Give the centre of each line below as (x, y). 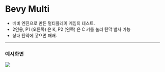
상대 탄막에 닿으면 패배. (35, 35)
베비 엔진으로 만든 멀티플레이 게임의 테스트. (54, 23)
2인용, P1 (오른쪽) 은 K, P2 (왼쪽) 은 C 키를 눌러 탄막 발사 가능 (71, 29)
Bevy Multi (27, 9)
